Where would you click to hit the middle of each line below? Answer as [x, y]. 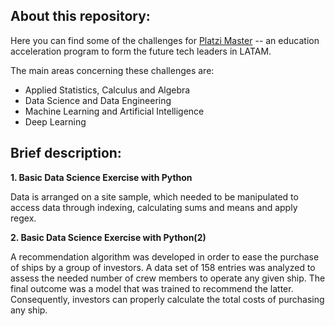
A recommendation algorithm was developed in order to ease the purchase [165, 256]
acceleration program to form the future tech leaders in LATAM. [141, 51]
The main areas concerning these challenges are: [112, 70]
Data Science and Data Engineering [98, 100]
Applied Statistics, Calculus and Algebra [107, 90]
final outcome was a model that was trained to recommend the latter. [152, 288]
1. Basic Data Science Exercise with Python [101, 177]
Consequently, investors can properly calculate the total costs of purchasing [167, 299]
